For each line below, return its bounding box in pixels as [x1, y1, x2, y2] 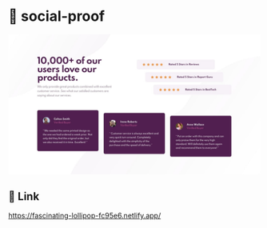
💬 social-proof [8, 7, 106, 26]
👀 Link [8, 190, 40, 203]
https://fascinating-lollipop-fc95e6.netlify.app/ [8, 211, 161, 221]
